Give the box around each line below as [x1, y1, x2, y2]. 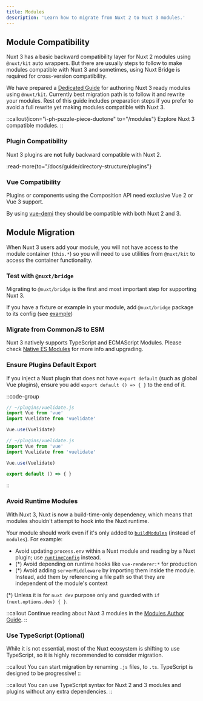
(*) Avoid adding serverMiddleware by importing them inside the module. [15, 566, 196, 574]
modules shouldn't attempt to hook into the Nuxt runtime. [6, 517, 150, 524]
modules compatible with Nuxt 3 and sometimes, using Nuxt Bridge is [6, 66, 181, 74]
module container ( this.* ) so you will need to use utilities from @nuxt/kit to [6, 250, 195, 257]
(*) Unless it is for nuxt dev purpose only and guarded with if [6, 591, 160, 598]
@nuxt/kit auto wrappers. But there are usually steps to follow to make [6, 60, 182, 67]
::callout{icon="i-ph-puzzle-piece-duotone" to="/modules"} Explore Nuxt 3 [6, 115, 195, 123]
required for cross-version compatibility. [6, 72, 107, 80]
